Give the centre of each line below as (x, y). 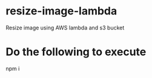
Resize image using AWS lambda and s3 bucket (65, 28)
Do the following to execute (76, 52)
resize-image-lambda (61, 11)
